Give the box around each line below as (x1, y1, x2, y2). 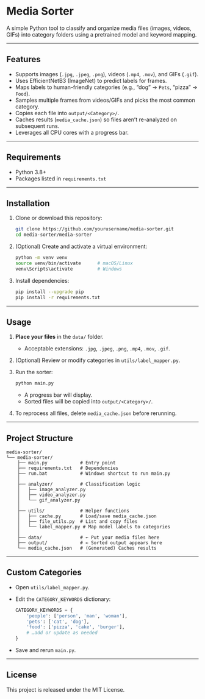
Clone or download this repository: (15, 215, 103, 222)
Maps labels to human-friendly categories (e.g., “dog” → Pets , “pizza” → (15, 83, 198, 91)
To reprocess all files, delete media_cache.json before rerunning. (15, 410, 177, 417)
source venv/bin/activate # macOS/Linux (15, 260, 133, 266)
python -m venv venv (15, 255, 68, 261)
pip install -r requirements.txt (15, 294, 101, 300)
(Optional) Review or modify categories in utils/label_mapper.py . (15, 357, 181, 364)
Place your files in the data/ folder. (15, 333, 104, 341)
